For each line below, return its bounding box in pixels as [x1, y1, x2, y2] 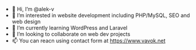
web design [11, 18, 41, 25]
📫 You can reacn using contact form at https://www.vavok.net [11, 37, 166, 44]
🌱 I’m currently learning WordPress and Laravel [11, 24, 128, 31]
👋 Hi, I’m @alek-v [11, 6, 55, 12]
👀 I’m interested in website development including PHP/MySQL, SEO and [11, 12, 191, 19]
